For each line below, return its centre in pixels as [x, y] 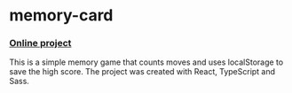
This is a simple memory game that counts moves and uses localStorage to [146, 62]
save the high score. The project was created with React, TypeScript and [142, 72]
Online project [40, 43]
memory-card [61, 15]
